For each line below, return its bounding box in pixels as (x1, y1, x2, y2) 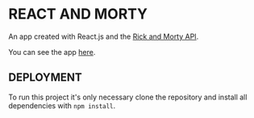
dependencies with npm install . (8, 100, 116, 110)
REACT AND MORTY (8, 5, 148, 23)
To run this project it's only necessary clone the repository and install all (8, 92, 248, 102)
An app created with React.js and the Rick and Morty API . (8, 32, 199, 41)
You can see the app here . (8, 47, 96, 57)
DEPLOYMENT (8, 70, 82, 85)
